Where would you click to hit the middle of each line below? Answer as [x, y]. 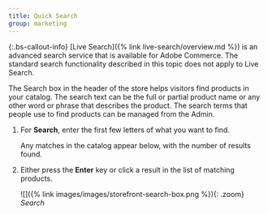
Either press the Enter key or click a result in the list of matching [128, 169]
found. [31, 154]
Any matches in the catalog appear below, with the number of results [136, 145]
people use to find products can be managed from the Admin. [112, 113]
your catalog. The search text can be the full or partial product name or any [134, 96]
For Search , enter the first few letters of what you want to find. [125, 130]
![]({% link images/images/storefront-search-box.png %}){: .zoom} [132, 194]
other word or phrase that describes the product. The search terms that [128, 105]
